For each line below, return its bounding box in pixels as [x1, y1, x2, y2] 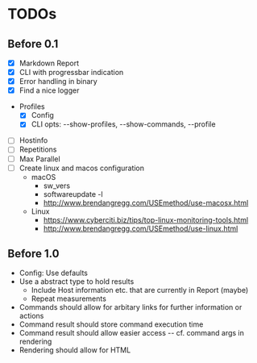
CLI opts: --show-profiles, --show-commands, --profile [31, 119, 216, 129]
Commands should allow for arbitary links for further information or [19, 302, 242, 312]
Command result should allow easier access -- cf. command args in [19, 328, 245, 338]
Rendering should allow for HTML [19, 345, 131, 355]
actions [19, 311, 44, 321]
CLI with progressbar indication [19, 68, 124, 77]
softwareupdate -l [43, 189, 103, 198]
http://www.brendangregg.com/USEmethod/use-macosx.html [43, 198, 249, 207]
